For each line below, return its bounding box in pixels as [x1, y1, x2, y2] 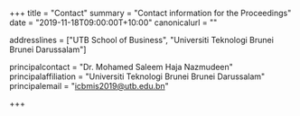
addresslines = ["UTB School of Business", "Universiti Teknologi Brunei [9, 35, 274, 45]
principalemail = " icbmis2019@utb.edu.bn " [9, 81, 169, 91]
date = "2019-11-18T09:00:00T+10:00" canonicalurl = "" [9, 17, 218, 28]
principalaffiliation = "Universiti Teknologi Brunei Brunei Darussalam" [9, 71, 266, 82]
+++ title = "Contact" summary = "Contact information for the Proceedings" [9, 8, 292, 18]
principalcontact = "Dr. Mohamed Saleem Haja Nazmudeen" [9, 62, 233, 72]
